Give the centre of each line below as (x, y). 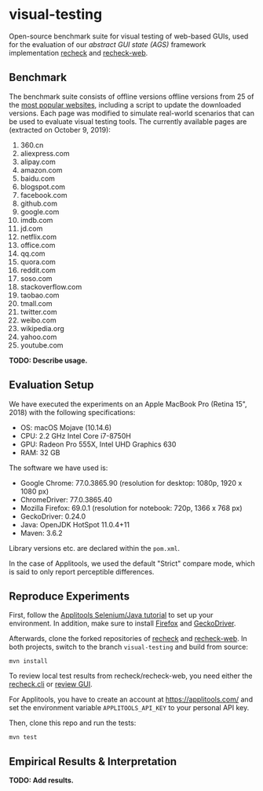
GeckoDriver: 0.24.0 (53, 516)
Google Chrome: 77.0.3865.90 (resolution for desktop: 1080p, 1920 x (131, 483)
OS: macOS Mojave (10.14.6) (66, 427)
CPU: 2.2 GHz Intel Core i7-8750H (76, 436)
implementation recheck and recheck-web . (79, 53)
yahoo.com (38, 337)
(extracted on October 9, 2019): (60, 129)
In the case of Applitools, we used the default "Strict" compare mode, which (132, 563)
